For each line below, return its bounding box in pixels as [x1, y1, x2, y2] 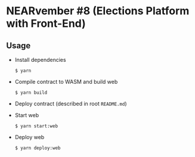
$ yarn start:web [14, 123, 58, 129]
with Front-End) [6, 17, 86, 30]
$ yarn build [14, 90, 48, 96]
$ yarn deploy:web [14, 145, 61, 151]
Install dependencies [14, 56, 67, 63]
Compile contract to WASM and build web [14, 78, 118, 85]
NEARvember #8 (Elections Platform [6, 4, 190, 18]
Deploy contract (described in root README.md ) [14, 100, 127, 107]
